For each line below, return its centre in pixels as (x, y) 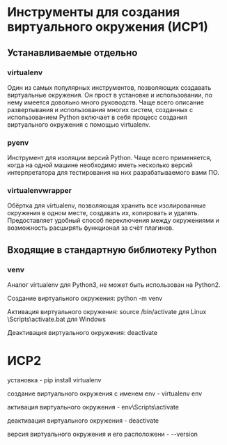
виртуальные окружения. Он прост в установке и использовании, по (110, 95)
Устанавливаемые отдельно (72, 53)
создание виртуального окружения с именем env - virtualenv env (105, 393)
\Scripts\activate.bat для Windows (57, 319)
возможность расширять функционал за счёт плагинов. (91, 228)
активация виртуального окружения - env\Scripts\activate (93, 407)
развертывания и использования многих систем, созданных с (100, 109)
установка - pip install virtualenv (54, 380)
